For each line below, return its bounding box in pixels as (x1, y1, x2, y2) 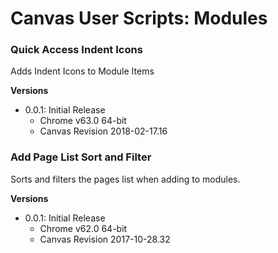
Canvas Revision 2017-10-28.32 (39, 233, 171, 245)
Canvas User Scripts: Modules (10, 7, 268, 30)
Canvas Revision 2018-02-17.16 (39, 125, 168, 137)
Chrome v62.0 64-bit (39, 222, 128, 234)
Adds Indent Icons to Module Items (10, 65, 155, 77)
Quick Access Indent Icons (10, 43, 143, 57)
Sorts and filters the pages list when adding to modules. (10, 173, 241, 185)
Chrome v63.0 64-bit (39, 115, 127, 127)
